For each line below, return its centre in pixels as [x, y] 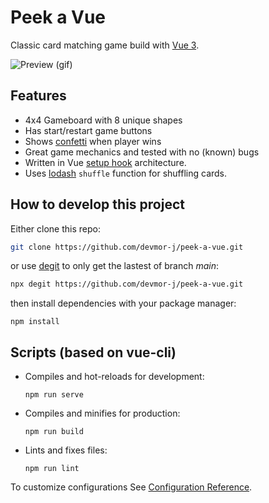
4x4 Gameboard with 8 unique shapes [103, 120]
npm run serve [54, 395]
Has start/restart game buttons [88, 130]
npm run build [54, 432]
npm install [35, 322]
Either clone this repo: [55, 228]
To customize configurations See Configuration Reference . [131, 487]
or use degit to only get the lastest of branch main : [114, 266]
